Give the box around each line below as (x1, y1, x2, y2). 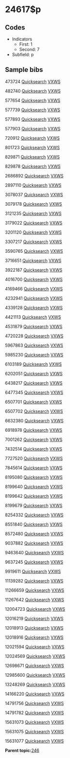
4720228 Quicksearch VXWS (5, 333, 64, 339)
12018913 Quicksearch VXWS (5, 625, 64, 631)
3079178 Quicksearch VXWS (5, 201, 62, 207)
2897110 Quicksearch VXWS (5, 182, 62, 188)
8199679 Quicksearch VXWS (5, 502, 63, 508)
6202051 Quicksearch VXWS (5, 370, 63, 376)
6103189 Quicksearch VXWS (5, 361, 62, 367)
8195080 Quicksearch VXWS (5, 474, 63, 480)
